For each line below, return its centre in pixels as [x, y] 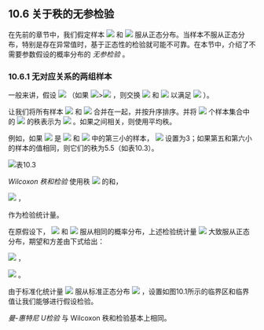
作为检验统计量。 [36, 215]
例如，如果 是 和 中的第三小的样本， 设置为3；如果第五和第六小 [130, 138]
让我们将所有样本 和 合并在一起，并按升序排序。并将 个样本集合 [126, 112]
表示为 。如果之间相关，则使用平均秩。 [108, 122]
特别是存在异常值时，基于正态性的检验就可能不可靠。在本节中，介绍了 [135, 44]
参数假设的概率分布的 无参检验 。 [75, 54]
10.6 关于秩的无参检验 [61, 14]
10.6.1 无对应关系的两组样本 [60, 76]
